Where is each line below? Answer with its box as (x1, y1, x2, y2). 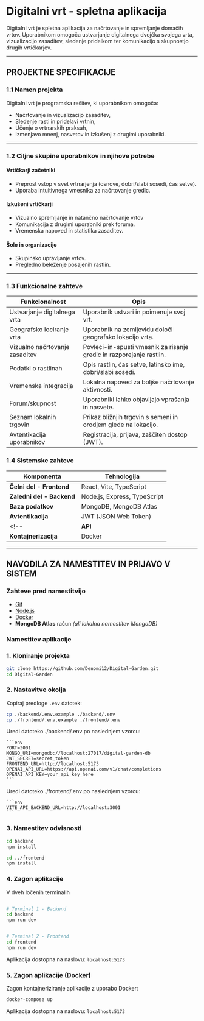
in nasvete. (83, 403, 114, 412)
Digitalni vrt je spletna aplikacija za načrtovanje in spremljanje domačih (6, 24, 183, 32)
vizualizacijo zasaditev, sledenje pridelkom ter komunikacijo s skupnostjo (6, 37, 189, 44)
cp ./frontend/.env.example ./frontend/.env (6, 717, 121, 723)
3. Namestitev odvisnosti (6, 824, 82, 833)
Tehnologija (105, 472, 140, 481)
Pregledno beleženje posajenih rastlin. (15, 261, 111, 269)
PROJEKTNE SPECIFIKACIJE (6, 67, 116, 77)
